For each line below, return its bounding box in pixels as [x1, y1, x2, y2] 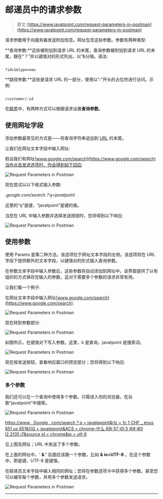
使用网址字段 [5, 121, 44, 129]
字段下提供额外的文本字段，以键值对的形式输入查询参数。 [5, 257, 120, 263]
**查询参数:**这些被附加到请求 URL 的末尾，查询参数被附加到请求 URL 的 [5, 47, 151, 53]
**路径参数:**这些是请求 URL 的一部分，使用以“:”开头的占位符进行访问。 [5, 76, 149, 82]
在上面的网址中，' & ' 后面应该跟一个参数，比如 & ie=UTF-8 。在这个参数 [5, 451, 151, 457]
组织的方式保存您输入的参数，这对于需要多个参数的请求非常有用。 [5, 274, 137, 280]
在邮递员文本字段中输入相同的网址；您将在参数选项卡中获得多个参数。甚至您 [5, 468, 158, 474]
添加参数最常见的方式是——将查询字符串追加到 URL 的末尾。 [5, 135, 127, 141]
